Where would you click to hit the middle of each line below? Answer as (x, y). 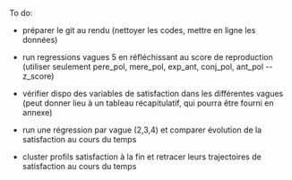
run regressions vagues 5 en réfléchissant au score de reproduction (147, 57)
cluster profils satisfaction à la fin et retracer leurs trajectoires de (142, 157)
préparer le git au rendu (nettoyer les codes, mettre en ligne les (139, 30)
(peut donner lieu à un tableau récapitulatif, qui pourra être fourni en (148, 103)
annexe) (37, 112)
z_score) (38, 76)
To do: (21, 13)
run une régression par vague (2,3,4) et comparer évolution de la (142, 130)
